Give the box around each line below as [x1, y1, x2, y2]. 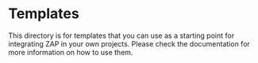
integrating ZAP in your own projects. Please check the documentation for [8, 39, 250, 48]
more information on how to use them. [8, 47, 133, 57]
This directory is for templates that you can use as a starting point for [8, 31, 235, 40]
